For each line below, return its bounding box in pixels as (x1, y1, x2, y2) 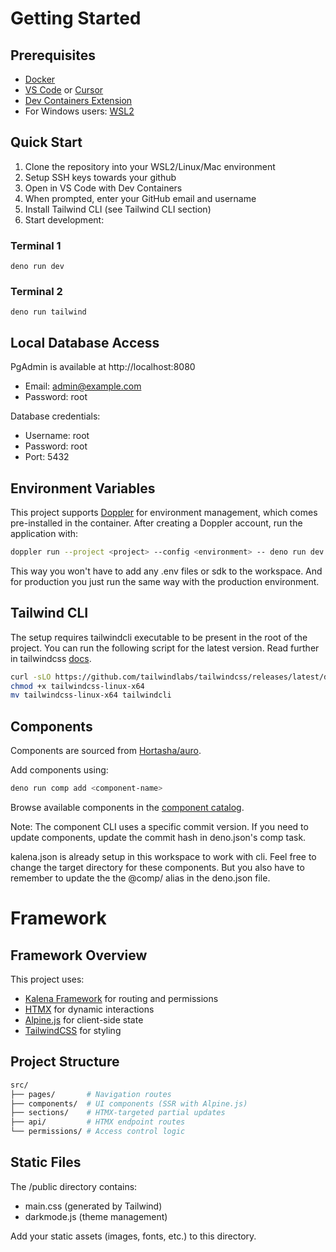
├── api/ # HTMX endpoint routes (10, 1117, 186, 1127)
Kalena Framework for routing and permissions (24, 993, 219, 1005)
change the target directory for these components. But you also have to (10, 862, 305, 874)
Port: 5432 (24, 451, 70, 463)
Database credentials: (10, 410, 101, 422)
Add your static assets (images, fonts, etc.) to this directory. (10, 1230, 257, 1242)
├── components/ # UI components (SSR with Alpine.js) (10, 1098, 248, 1109)
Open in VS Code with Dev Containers (24, 182, 183, 194)
